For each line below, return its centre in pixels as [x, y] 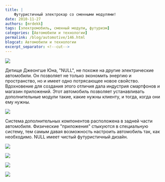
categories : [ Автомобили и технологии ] [46, 33]
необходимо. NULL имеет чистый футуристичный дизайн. [66, 137]
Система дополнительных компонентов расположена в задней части [79, 121]
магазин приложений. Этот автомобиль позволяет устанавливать [75, 91]
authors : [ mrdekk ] [24, 24]
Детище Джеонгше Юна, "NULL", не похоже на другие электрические [80, 70]
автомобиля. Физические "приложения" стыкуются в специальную [77, 126]
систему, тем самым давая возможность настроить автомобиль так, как [82, 131]
